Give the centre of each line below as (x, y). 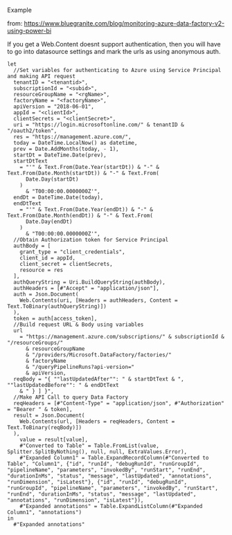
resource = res (42, 270)
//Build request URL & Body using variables (79, 325)
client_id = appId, (48, 258)
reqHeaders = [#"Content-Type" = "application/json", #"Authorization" (119, 403)
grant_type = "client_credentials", (73, 252)
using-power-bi (29, 31)
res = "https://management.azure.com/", (72, 137)
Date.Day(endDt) (49, 221)
